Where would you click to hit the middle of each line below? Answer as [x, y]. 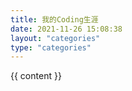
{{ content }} [36, 76]
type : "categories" [51, 47]
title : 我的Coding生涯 [54, 19]
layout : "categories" [55, 38]
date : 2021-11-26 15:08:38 [66, 29]
